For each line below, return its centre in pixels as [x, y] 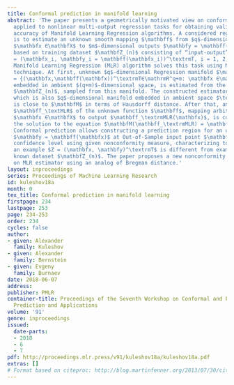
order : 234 [23, 221]
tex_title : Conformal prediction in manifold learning [88, 195]
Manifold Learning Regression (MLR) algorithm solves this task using [118, 66]
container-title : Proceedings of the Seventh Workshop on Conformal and [115, 299]
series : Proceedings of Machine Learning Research [82, 176]
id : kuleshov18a [31, 182]
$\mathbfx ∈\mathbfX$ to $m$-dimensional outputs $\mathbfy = [106, 46]
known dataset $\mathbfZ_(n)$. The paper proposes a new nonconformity [120, 157]
